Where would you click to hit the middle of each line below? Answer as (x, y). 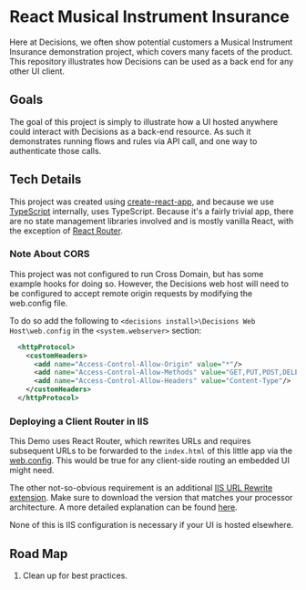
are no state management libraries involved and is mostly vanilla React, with (152, 221)
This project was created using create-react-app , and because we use (142, 202)
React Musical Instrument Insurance (149, 17)
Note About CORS (50, 254)
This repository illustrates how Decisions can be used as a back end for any (152, 61)
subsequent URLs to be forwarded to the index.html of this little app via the (151, 451)
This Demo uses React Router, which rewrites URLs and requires (130, 441)
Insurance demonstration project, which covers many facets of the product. (151, 51)
